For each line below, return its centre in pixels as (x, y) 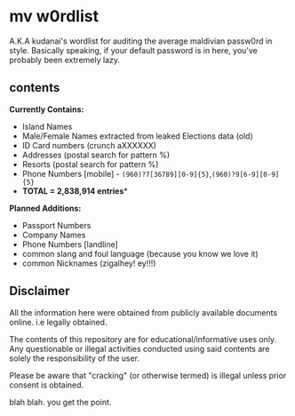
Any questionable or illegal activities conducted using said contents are (140, 348)
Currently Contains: (47, 109)
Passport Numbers (56, 225)
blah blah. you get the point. (60, 402)
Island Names (47, 126)
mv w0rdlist (54, 16)
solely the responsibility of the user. (75, 358)
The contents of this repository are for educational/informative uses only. (143, 339)
